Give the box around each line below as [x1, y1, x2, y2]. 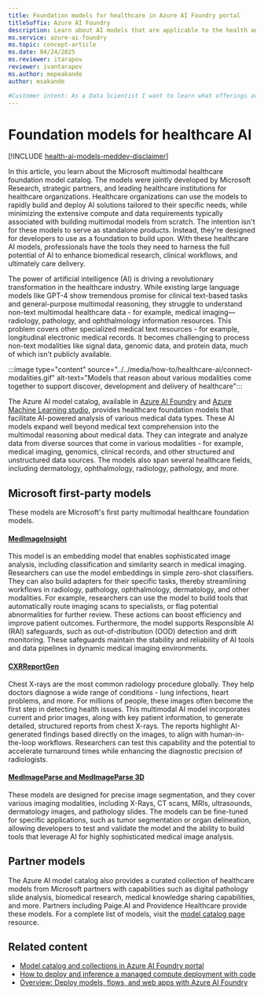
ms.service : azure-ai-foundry [8, 33, 108, 42]
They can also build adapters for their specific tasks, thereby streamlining [8, 577, 247, 586]
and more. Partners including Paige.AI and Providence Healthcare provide [8, 900, 247, 910]
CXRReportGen [8, 661, 60, 670]
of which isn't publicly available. [8, 350, 112, 359]
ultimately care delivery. [8, 259, 86, 269]
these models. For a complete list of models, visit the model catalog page [8, 909, 245, 919]
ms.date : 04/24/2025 [8, 48, 76, 56]
